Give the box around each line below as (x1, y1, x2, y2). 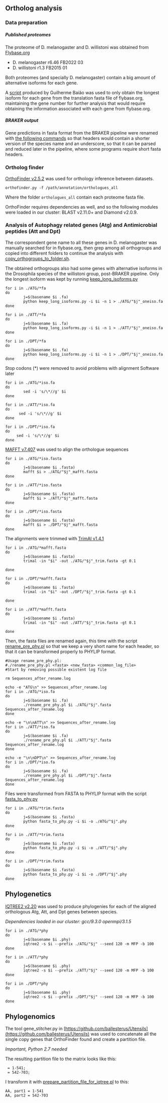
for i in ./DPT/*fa (5, 339, 46, 344)
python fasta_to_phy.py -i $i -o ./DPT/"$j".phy (23, 872, 127, 877)
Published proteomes (5, 31, 51, 37)
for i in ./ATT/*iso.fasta (5, 482, 62, 488)
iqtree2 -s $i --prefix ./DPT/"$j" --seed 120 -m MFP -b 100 (23, 994, 154, 999)
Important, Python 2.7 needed (5, 1046, 67, 1052)
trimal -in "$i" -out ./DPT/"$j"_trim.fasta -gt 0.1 (23, 589, 136, 594)
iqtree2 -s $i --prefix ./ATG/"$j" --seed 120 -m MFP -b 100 (23, 941, 154, 946)
